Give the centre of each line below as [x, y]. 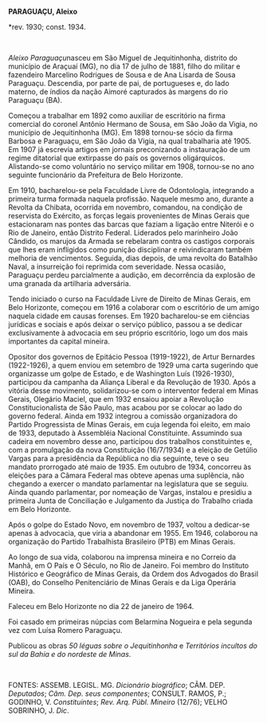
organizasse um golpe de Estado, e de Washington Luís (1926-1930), [122, 373]
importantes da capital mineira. [59, 341]
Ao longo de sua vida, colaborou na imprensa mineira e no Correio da [122, 557]
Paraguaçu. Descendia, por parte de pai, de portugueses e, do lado [119, 83]
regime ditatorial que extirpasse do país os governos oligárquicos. [117, 158]
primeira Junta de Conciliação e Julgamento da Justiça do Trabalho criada [131, 501]
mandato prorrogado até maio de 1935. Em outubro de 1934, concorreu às [130, 467]
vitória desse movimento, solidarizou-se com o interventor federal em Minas [133, 391]
